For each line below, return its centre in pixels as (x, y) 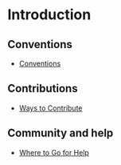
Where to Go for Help (54, 152)
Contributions (43, 89)
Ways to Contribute (51, 108)
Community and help (60, 133)
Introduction (49, 15)
